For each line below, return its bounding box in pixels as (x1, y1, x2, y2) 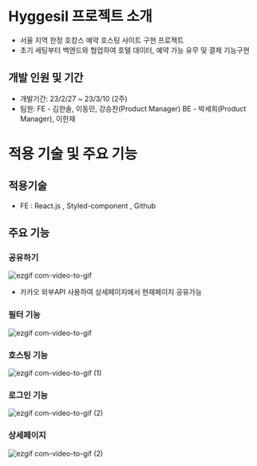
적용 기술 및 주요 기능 (8, 145, 138, 163)
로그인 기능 (8, 389, 49, 400)
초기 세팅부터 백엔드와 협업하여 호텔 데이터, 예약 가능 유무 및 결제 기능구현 (19, 45, 250, 54)
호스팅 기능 (8, 349, 49, 360)
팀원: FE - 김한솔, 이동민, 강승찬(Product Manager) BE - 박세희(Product (19, 103, 247, 113)
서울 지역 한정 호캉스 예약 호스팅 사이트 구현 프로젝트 (19, 35, 184, 45)
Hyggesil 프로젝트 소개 (8, 7, 153, 26)
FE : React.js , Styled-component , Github (19, 201, 156, 211)
